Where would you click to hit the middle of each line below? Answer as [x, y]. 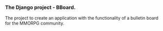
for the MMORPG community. [35, 23]
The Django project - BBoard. [40, 7]
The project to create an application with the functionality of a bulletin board [82, 18]
